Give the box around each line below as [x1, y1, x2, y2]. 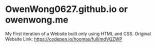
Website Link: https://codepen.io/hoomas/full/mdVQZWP [5, 36, 122, 42]
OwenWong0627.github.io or [5, 3, 128, 15]
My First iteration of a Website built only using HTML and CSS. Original [5, 30, 151, 36]
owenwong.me [5, 14, 68, 25]
